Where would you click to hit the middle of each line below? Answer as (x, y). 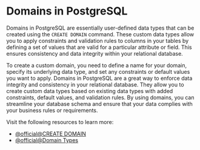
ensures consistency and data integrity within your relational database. (95, 53)
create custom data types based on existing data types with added (90, 91)
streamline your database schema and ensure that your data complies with (99, 103)
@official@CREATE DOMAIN (51, 134)
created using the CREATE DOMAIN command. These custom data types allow (100, 34)
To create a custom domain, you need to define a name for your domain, (96, 65)
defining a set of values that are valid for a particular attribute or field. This (99, 47)
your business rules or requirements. (52, 110)
